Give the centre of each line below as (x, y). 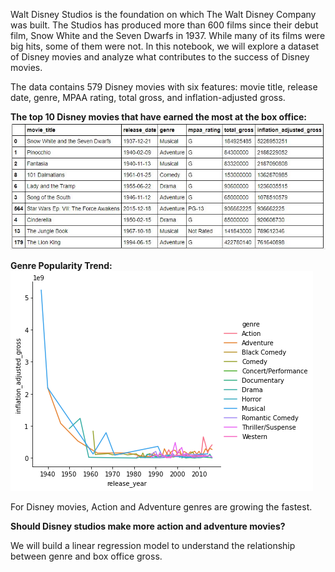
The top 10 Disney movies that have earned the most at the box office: (158, 117)
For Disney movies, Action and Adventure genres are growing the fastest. (161, 507)
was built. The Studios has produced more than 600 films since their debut (164, 25)
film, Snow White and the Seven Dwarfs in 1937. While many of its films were (168, 35)
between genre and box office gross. (86, 556)
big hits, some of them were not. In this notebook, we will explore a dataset (165, 46)
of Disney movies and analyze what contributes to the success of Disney (160, 57)
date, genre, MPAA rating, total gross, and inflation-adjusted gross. (148, 97)
